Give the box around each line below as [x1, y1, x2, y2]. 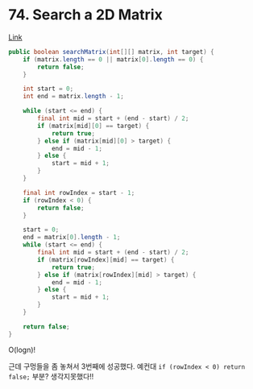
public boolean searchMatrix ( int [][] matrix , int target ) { [8, 48, 215, 56]
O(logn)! [8, 345, 36, 354]
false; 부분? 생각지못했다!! [8, 371, 94, 381]
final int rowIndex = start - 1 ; [23, 188, 135, 197]
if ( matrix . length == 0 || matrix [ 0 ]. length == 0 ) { [23, 55, 204, 64]
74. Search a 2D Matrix [8, 6, 163, 24]
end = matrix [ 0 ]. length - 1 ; [23, 234, 121, 242]
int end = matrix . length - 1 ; [23, 93, 125, 101]
